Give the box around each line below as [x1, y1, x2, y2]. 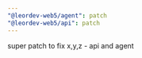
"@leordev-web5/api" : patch [7, 19, 101, 27]
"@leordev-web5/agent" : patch [7, 11, 108, 20]
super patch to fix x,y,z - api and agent [7, 41, 134, 50]
